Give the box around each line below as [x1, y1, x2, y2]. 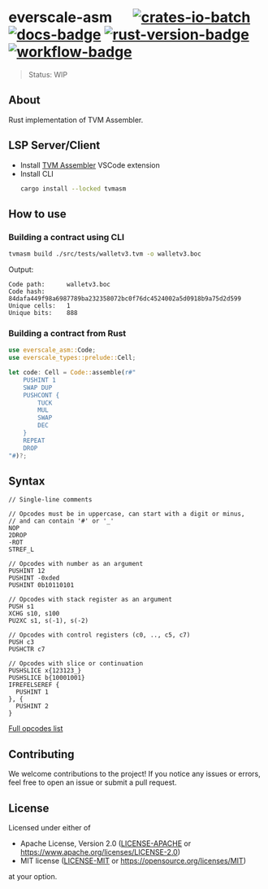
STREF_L [8, 545, 35, 554]
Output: [8, 265, 34, 274]
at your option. [8, 871, 58, 881]
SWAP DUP [23, 383, 53, 392]
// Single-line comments [8, 496, 93, 504]
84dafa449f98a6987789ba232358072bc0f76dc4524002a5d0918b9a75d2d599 [8, 295, 242, 303]
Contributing [8, 747, 75, 761]
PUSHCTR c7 [8, 646, 45, 654]
